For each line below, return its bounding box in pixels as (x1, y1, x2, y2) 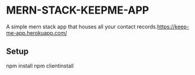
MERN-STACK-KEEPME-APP (6, 4, 149, 17)
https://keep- (157, 23, 189, 30)
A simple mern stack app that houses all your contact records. (6, 23, 158, 30)
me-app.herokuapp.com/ (6, 29, 67, 36)
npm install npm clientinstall (6, 62, 74, 69)
